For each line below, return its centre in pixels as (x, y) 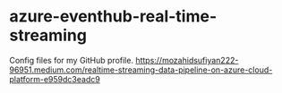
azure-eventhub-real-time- (113, 17)
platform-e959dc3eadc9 (55, 79)
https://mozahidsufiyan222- (187, 60)
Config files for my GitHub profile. (72, 60)
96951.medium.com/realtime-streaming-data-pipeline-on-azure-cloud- (141, 70)
